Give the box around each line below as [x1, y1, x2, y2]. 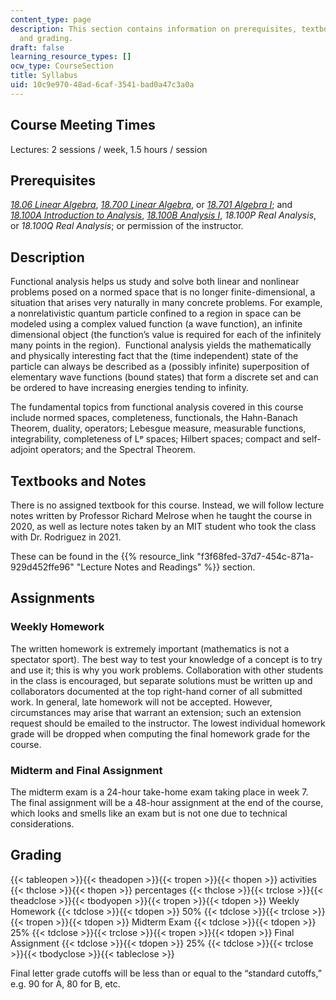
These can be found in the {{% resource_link [10, 551, 195, 562]
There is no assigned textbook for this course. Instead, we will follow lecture [10, 499, 325, 511]
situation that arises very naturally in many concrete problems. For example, [10, 297, 323, 309]
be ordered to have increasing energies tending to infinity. [10, 382, 249, 394]
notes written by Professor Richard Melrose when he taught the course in [10, 510, 312, 521]
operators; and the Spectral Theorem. [40, 444, 197, 456]
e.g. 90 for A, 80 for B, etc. [10, 977, 121, 990]
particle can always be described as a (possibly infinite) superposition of [10, 361, 310, 373]
